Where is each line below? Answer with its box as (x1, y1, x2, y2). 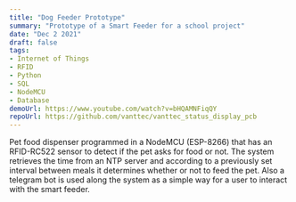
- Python (9, 71, 42, 80)
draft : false (9, 37, 58, 47)
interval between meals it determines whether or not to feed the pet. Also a (9, 166, 285, 176)
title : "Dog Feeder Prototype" (9, 12, 126, 22)
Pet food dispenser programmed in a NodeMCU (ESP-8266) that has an (9, 137, 273, 148)
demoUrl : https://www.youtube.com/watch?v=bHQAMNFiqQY (9, 104, 218, 113)
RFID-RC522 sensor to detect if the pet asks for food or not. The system (9, 146, 275, 157)
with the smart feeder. (9, 184, 91, 195)
